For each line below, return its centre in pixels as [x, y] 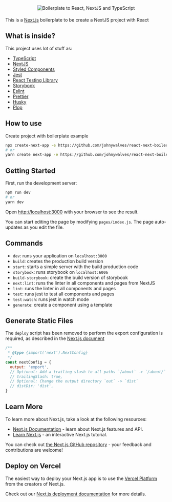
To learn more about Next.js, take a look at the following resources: [76, 419]
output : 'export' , [30, 367]
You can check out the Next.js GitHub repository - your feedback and [79, 444]
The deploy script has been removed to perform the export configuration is [84, 333]
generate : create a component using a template [62, 305]
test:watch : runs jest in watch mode [51, 299]
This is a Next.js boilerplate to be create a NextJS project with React [77, 20]
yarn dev [15, 202]
